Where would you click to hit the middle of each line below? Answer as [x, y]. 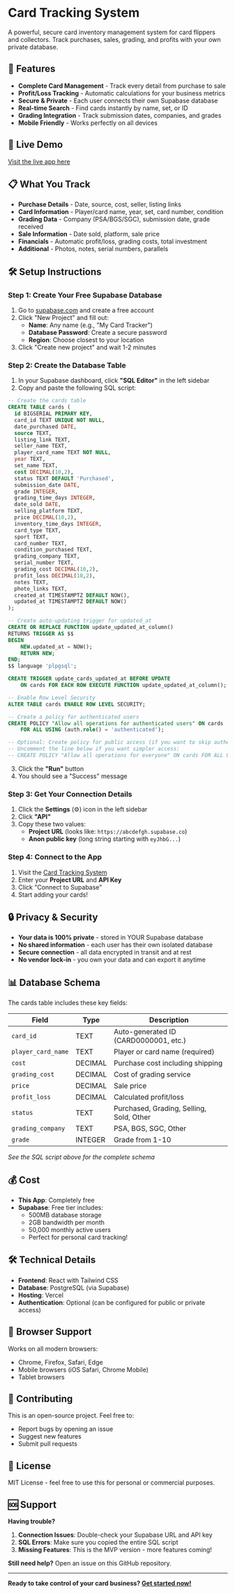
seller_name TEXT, [41, 446]
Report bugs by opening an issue [66, 1429]
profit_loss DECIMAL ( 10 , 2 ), [55, 576]
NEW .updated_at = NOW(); [56, 646]
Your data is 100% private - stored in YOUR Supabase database [111, 938]
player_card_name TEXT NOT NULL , [63, 453]
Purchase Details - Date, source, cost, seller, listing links [100, 204]
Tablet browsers [41, 1377]
